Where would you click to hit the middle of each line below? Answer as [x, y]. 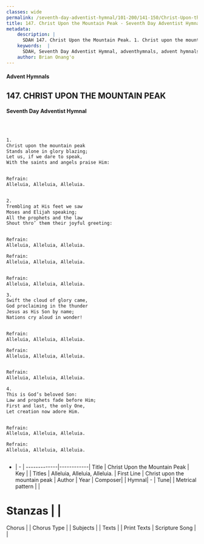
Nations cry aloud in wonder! [45, 318]
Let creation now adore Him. [43, 411]
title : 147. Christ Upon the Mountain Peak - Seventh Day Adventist [95, 23]
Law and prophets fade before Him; [51, 400]
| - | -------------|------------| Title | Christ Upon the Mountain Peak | [102, 467]
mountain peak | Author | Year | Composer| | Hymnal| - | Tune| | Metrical [106, 480]
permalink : [20, 18]
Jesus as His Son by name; [40, 312]
